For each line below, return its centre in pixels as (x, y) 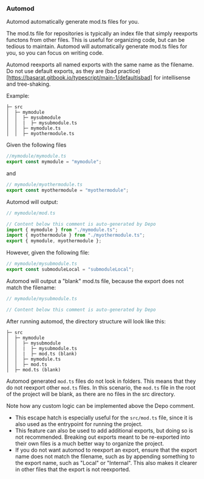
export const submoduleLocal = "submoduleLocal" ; (70, 270)
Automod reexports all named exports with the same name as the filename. (100, 65)
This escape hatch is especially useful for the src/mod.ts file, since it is (104, 418)
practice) (129, 71)
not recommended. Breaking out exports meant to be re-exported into (102, 437)
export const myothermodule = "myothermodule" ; (68, 190)
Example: (18, 96)
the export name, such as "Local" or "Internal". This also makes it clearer (106, 463)
